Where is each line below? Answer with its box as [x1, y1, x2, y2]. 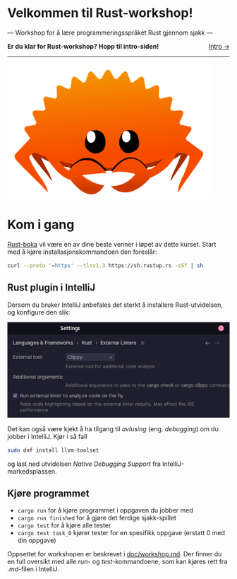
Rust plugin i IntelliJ [7, 281, 96, 294]
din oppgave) [17, 536, 56, 545]
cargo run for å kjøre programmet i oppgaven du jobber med [17, 506, 194, 515]
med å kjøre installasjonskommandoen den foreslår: [7, 247, 157, 256]
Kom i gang [7, 217, 75, 233]
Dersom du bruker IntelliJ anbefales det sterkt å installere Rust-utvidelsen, [7, 300, 224, 309]
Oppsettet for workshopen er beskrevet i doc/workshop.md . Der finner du [7, 550, 222, 558]
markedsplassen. [7, 467, 58, 475]
